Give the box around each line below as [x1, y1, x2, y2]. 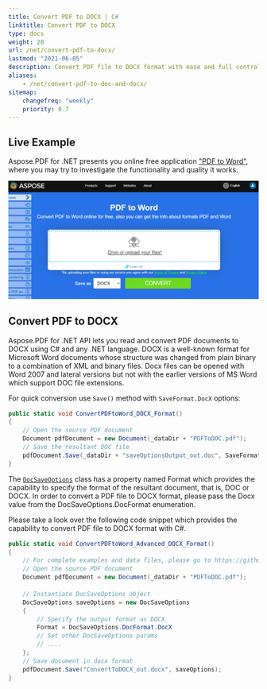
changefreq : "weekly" [22, 96, 94, 105]
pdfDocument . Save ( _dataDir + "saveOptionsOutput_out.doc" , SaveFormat [22, 451, 261, 459]
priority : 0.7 [22, 105, 69, 113]
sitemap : [8, 88, 37, 96]
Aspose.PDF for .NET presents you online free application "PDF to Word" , [8, 157, 249, 166]
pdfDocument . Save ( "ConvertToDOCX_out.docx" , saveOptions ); [22, 665, 222, 673]
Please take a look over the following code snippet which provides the [8, 515, 238, 524]
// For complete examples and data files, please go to [22, 556, 212, 564]
